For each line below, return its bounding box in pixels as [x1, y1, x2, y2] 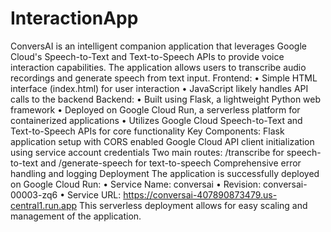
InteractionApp [10, 7, 139, 30]
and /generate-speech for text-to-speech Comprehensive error [40, 157, 302, 169]
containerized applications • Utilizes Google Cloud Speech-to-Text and [10, 114, 303, 126]
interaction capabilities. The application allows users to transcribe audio [10, 61, 307, 73]
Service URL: [66, 188, 122, 201]
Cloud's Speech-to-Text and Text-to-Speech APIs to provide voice [10, 50, 285, 62]
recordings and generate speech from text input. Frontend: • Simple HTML [10, 72, 318, 84]
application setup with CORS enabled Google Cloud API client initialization [10, 135, 315, 147]
